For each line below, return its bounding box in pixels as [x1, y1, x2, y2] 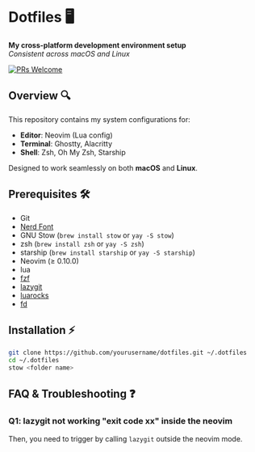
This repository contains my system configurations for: [8, 114, 191, 124]
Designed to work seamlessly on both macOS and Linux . [8, 163, 198, 172]
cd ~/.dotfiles [8, 357, 60, 365]
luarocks [19, 290, 49, 300]
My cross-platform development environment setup [8, 40, 187, 50]
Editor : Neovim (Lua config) [19, 130, 113, 140]
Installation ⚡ [8, 323, 76, 337]
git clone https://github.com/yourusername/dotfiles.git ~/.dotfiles [8, 349, 248, 357]
